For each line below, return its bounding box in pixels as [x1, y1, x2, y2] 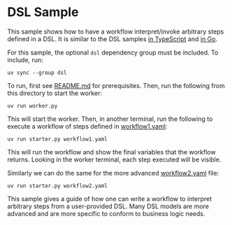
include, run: [7, 55, 43, 64]
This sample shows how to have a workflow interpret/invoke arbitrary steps [7, 27, 224, 36]
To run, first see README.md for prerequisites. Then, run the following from [7, 81, 225, 89]
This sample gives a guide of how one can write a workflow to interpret [7, 194, 212, 203]
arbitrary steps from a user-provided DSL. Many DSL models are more [7, 202, 210, 210]
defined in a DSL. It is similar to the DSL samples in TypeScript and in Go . [7, 34, 218, 43]
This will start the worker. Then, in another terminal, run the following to [7, 115, 213, 123]
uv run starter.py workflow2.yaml [7, 182, 108, 189]
